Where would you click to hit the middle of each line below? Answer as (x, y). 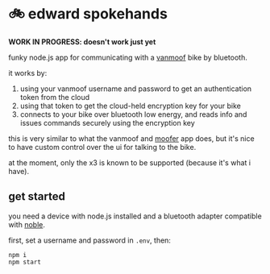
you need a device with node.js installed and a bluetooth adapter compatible (135, 216)
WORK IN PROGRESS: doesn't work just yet (82, 42)
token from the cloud (55, 97)
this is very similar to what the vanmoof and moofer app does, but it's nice (132, 138)
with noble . (27, 224)
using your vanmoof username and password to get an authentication (136, 89)
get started (37, 197)
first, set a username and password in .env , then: (90, 240)
